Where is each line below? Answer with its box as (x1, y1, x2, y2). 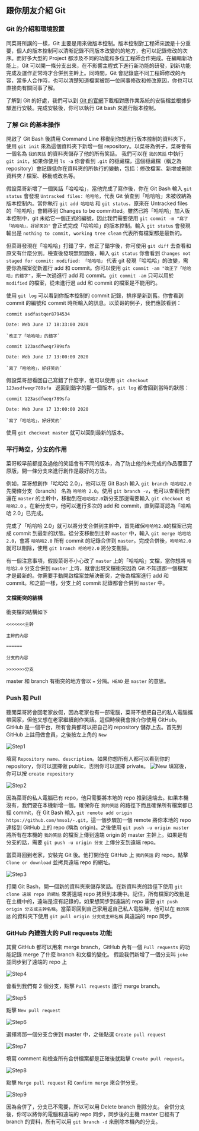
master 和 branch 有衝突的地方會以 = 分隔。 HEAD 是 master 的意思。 (6, 678, 169, 685)
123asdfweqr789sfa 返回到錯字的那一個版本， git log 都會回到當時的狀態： (6, 384, 190, 391)
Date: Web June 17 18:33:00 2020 (6, 322, 89, 327)
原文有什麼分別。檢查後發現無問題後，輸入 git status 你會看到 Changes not (6, 249, 191, 257)
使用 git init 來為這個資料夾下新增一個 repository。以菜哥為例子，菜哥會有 (6, 142, 192, 150)
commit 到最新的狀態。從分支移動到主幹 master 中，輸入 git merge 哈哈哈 (12, 530, 191, 537)
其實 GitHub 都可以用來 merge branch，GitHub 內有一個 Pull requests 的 (6, 944, 185, 951)
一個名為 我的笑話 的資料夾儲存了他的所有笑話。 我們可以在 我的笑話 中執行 (6, 150, 184, 157)
